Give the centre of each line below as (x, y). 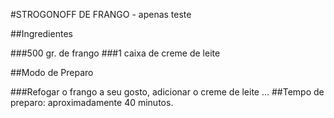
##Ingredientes (41, 33)
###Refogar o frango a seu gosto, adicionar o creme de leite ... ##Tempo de (167, 92)
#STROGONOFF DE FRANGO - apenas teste (101, 14)
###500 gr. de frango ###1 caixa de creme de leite (115, 53)
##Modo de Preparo (52, 72)
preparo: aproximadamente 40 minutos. (92, 102)
